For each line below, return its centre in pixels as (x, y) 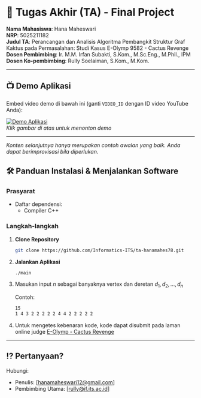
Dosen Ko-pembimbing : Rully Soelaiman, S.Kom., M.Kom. (78, 61)
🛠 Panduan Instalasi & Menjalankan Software (92, 171)
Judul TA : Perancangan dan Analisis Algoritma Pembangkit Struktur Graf (96, 41)
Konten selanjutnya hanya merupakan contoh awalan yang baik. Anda (93, 145)
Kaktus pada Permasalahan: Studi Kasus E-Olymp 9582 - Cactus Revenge (98, 48)
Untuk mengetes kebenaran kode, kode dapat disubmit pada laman (98, 325)
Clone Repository (37, 239)
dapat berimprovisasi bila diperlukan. (52, 151)
